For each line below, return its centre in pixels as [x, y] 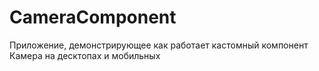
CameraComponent [93, 17]
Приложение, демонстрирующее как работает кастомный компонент [159, 45]
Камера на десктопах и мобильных [85, 55]
